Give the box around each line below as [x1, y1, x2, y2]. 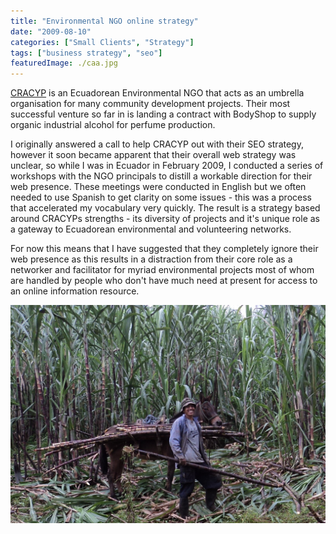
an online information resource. [10, 285, 140, 297]
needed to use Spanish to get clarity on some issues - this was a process [10, 191, 312, 204]
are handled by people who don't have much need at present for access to [10, 275, 318, 287]
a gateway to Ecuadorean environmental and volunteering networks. [10, 223, 292, 235]
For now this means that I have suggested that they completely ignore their [10, 243, 319, 255]
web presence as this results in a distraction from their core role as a [10, 253, 293, 265]
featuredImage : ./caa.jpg [10, 58, 118, 69]
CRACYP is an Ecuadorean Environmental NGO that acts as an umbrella [10, 87, 305, 99]
